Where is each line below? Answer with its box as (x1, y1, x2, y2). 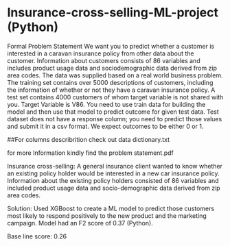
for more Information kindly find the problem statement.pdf (7, 149, 174, 157)
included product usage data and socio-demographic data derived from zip (7, 184, 221, 192)
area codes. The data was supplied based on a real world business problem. (7, 71, 223, 79)
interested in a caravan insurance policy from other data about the (7, 49, 194, 58)
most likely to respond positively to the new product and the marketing (7, 211, 207, 220)
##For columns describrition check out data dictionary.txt (7, 135, 170, 143)
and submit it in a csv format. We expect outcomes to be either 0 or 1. (7, 122, 204, 130)
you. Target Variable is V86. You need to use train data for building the (7, 100, 206, 108)
